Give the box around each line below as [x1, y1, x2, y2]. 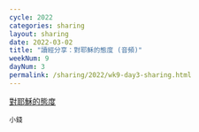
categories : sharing [9, 21, 86, 30]
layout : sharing [9, 29, 69, 38]
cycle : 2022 [9, 12, 53, 22]
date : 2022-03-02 [9, 37, 73, 47]
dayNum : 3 [9, 63, 46, 72]
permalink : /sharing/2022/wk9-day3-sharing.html [9, 71, 192, 80]
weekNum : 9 [9, 54, 50, 63]
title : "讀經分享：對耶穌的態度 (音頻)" [9, 46, 143, 55]
